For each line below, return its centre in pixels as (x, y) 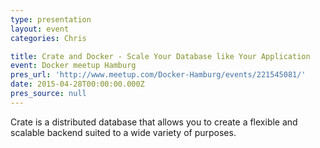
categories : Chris (48, 38)
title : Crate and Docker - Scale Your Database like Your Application (160, 56)
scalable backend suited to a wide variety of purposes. (123, 132)
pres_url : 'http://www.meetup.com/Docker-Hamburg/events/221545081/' (158, 75)
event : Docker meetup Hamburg (73, 66)
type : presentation (51, 19)
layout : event (40, 29)
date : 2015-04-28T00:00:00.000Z (77, 84)
